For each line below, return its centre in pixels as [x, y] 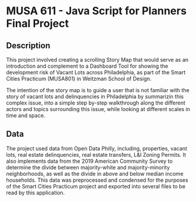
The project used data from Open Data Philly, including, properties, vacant [97, 148]
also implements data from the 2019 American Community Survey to [89, 161]
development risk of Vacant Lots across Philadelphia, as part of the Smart [96, 72]
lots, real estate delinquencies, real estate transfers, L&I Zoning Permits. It [96, 154]
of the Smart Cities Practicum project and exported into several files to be [96, 186]
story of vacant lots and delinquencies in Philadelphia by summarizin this [95, 97]
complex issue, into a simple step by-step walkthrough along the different [96, 103]
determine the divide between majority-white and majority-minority [88, 167]
